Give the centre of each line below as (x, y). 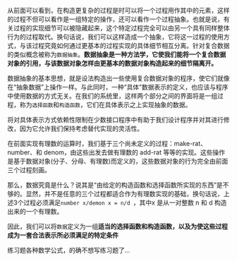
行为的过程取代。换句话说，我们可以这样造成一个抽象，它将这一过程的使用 (115, 37)
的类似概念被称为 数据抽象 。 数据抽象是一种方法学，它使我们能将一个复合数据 (117, 54)
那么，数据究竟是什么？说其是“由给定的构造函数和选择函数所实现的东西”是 (115, 185)
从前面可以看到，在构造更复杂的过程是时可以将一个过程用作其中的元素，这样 (119, 10)
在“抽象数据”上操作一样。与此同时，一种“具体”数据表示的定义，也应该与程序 (118, 87)
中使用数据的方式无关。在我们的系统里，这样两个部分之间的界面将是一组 (112, 96)
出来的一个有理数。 (35, 211)
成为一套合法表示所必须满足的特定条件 (63, 235)
